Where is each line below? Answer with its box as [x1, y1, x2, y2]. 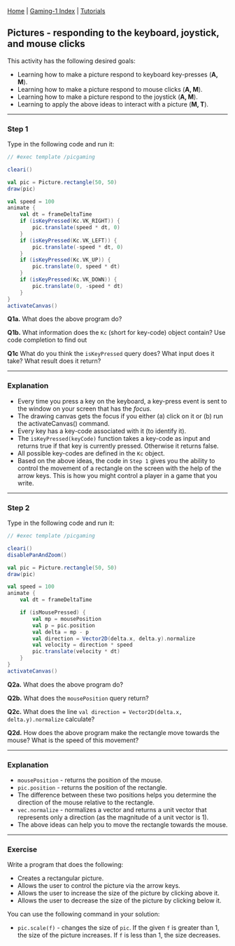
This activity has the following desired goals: [7, 56, 136, 65]
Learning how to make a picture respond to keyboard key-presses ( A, [17, 70, 218, 78]
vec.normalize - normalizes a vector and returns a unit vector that [17, 806, 208, 814]
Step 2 [7, 502, 30, 512]
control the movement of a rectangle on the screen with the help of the [17, 464, 222, 472]
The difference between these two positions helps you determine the [17, 791, 217, 800]
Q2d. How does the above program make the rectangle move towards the [7, 728, 220, 736]
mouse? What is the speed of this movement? [7, 736, 139, 744]
